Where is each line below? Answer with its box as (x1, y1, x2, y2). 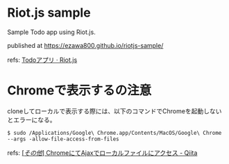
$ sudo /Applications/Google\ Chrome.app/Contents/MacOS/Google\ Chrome (7, 129, 222, 136)
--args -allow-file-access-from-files (7, 136, 119, 142)
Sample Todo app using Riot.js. (7, 28, 96, 36)
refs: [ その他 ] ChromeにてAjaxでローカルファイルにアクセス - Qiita (7, 148, 198, 157)
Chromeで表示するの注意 (7, 83, 152, 99)
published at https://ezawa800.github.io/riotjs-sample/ (7, 41, 164, 49)
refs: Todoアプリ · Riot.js (7, 56, 78, 64)
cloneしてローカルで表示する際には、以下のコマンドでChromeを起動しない (7, 106, 222, 115)
